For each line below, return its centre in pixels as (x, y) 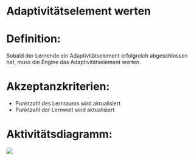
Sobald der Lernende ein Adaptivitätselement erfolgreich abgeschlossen (97, 56)
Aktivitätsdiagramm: (59, 134)
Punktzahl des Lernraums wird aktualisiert (68, 104)
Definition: (33, 39)
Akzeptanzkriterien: (58, 87)
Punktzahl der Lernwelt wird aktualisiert (65, 110)
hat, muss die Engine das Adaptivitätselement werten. (74, 62)
